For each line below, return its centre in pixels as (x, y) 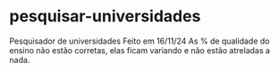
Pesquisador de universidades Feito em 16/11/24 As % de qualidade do (139, 41)
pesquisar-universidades (105, 16)
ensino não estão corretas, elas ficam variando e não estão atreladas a (140, 50)
